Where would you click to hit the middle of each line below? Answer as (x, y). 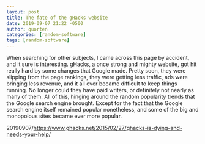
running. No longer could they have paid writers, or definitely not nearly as (100, 90)
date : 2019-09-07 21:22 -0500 (45, 23)
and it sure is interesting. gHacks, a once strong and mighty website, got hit (102, 64)
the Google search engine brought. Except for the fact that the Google (95, 103)
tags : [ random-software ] (38, 40)
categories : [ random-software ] (46, 35)
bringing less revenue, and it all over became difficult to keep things (92, 84)
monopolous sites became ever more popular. (64, 116)
